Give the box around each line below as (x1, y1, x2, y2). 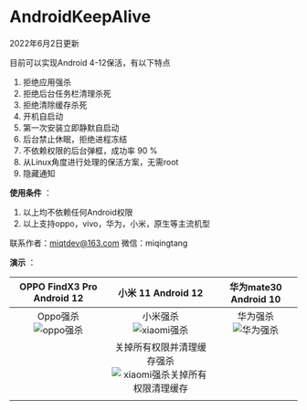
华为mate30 (229, 280, 282, 293)
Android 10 (230, 292, 281, 305)
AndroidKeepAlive (9, 6, 152, 27)
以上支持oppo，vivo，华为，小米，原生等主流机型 (22, 217, 210, 229)
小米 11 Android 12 (118, 286, 204, 299)
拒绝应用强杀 (22, 76, 71, 88)
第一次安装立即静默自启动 (22, 121, 120, 133)
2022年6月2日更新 (9, 37, 79, 48)
